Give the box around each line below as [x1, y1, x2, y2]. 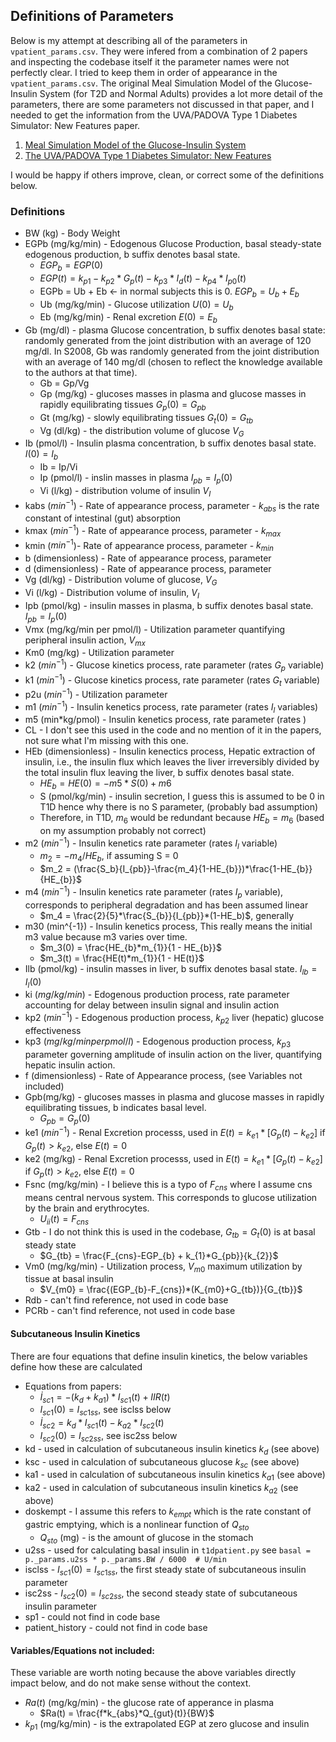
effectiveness [24, 1024, 82, 1036]
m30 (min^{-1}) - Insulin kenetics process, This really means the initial [24, 920, 313, 932]
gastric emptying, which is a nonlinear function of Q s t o [24, 1518, 250, 1533]
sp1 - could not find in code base [24, 1610, 161, 1623]
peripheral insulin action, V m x [24, 634, 146, 648]
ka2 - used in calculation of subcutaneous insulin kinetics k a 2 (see [24, 1482, 299, 1496]
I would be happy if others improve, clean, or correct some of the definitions [10, 169, 325, 181]
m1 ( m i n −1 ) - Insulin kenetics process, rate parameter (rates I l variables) [24, 699, 319, 715]
